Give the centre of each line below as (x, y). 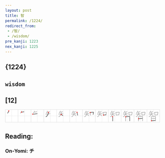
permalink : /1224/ (24, 21)
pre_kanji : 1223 (22, 42)
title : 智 (15, 15)
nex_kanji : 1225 (22, 47)
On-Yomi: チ (20, 151)
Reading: (19, 136)
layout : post (18, 10)
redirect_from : (21, 26)
